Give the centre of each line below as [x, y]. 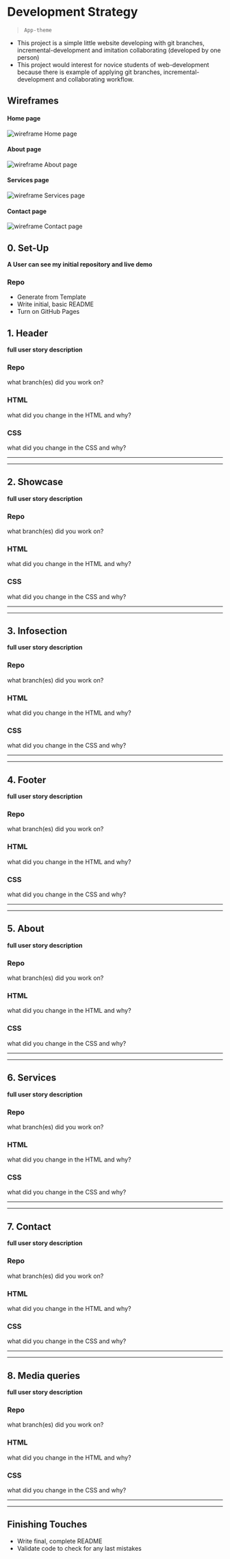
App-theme [38, 30]
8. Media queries [44, 1376]
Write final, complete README [60, 1541]
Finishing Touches [47, 1524]
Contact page [27, 211]
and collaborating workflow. [95, 79]
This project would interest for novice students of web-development [113, 64]
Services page [28, 180]
